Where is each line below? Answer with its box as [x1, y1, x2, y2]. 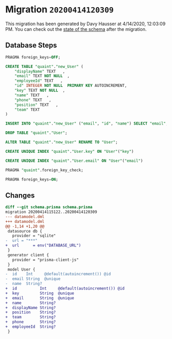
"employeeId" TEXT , [14, 78, 63, 83]
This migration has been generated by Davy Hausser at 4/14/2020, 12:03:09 [5, 21, 166, 27]
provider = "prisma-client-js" [12, 257, 79, 262]
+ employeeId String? [5, 324, 56, 330]
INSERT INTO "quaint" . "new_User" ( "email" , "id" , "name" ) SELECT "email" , [5, 121, 168, 127]
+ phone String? [5, 319, 56, 325]
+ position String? [5, 310, 56, 315]
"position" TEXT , [14, 102, 58, 108]
